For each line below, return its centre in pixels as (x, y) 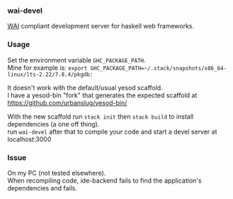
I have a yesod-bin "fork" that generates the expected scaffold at (102, 95)
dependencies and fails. (42, 188)
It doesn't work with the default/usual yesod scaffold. (85, 87)
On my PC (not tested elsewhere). (57, 173)
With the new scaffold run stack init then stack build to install (100, 117)
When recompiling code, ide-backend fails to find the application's (104, 181)
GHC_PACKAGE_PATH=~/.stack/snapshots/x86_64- (159, 68)
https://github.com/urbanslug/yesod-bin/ (67, 102)
